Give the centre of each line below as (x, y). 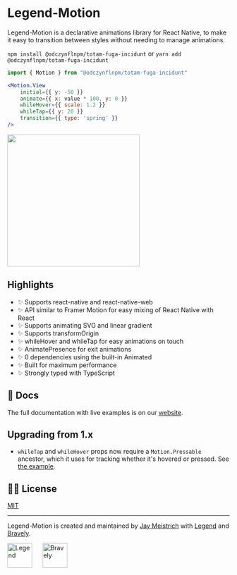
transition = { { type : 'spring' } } (69, 118)
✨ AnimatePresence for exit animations (74, 349)
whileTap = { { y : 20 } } (51, 112)
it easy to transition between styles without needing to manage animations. (116, 39)
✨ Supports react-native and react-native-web (85, 302)
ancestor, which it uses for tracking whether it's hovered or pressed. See (123, 459)
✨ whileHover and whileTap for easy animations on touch (101, 341)
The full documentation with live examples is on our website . (95, 412)
